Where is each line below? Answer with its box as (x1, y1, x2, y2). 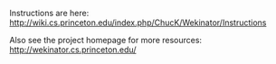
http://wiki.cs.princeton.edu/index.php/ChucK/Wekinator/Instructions (9, 17, 267, 28)
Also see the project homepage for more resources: (9, 35, 202, 45)
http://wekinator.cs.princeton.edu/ (9, 44, 137, 55)
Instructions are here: (9, 8, 90, 18)
